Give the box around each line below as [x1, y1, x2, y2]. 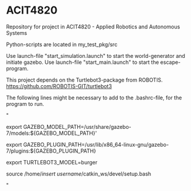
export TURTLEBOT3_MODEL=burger [6, 158, 98, 166]
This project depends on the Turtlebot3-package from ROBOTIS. [6, 76, 163, 83]
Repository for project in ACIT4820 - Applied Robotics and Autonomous [6, 23, 180, 30]
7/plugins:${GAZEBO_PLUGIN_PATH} [6, 147, 96, 154]
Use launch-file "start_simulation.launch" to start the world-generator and [6, 52, 186, 59]
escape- [160, 59, 181, 66]
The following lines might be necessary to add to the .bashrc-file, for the [6, 94, 182, 101]
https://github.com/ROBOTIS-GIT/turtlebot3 [6, 82, 112, 89]
